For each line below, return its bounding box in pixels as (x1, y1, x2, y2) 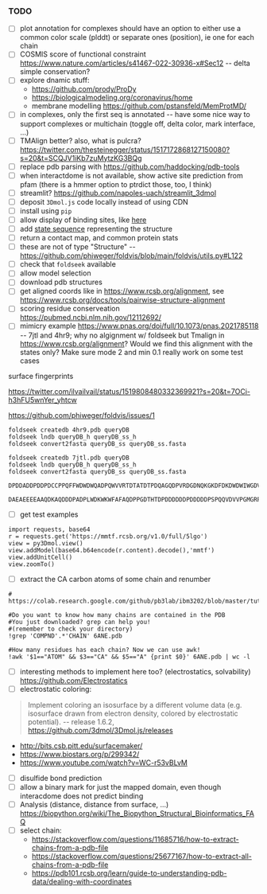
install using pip (19, 205, 72, 216)
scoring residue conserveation (19, 304, 121, 314)
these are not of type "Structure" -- (19, 242, 137, 252)
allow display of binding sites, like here (19, 215, 147, 224)
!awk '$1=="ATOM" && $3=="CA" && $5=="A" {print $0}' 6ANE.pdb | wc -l (8, 653, 250, 661)
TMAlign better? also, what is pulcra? (19, 135, 141, 145)
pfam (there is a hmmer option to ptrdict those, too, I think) (19, 179, 212, 189)
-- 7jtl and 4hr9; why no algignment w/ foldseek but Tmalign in (19, 330, 225, 340)
